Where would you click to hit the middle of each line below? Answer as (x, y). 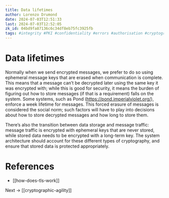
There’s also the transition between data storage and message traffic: (77, 124)
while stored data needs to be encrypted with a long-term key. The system (82, 135)
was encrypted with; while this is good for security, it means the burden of (82, 88)
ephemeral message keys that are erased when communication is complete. (84, 77)
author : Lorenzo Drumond (31, 15)
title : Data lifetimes (29, 10)
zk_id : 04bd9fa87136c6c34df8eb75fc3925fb (49, 29)
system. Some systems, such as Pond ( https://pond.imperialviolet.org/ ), (80, 99)
